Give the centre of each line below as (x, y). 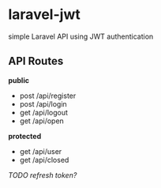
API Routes (36, 61)
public (19, 80)
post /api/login (43, 103)
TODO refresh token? (43, 175)
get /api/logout (44, 112)
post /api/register (48, 96)
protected (25, 136)
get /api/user (41, 151)
